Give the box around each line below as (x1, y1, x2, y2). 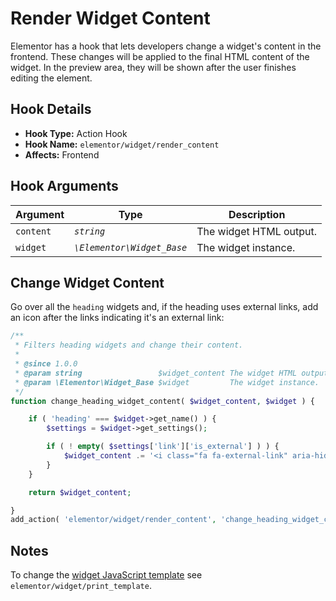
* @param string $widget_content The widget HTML (14, 368, 298, 378)
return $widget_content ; (28, 487, 132, 497)
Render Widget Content (10, 7, 211, 30)
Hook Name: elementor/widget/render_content (24, 138, 220, 150)
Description (228, 207, 286, 221)
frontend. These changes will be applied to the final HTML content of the (10, 50, 310, 62)
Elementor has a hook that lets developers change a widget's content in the (10, 40, 322, 52)
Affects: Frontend (24, 148, 100, 161)
